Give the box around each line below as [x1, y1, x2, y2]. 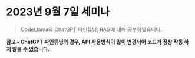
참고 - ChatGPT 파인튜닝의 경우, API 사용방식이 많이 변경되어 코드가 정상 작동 [6, 38, 183, 45]
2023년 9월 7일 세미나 [6, 5, 110, 19]
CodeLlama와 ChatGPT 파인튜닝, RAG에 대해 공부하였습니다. [20, 26, 163, 33]
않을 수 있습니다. [12, 45, 50, 53]
